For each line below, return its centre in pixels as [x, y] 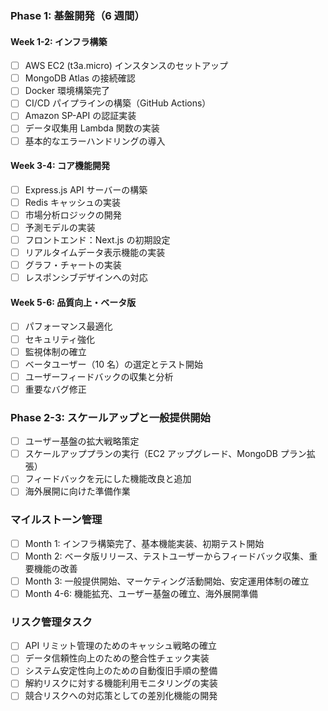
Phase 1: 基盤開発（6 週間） [77, 15]
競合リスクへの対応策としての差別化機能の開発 [121, 696]
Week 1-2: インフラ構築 [59, 41]
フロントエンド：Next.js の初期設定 [97, 240]
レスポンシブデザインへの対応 [86, 278]
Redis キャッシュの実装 [73, 202]
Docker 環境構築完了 [67, 91]
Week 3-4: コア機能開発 [60, 166]
